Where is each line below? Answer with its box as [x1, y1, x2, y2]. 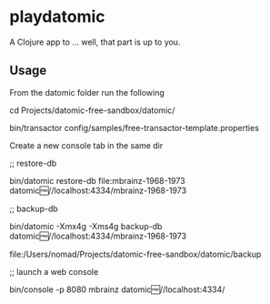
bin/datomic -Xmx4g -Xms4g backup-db [9, 220, 163, 231]
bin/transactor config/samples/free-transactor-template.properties [9, 122, 259, 133]
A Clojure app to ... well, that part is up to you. [9, 36, 181, 47]
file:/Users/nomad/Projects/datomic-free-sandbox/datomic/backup [9, 248, 262, 259]
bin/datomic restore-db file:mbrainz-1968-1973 [9, 175, 185, 186]
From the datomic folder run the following [9, 86, 165, 97]
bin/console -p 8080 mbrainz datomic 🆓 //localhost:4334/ [9, 284, 225, 295]
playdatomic [9, 6, 106, 27]
